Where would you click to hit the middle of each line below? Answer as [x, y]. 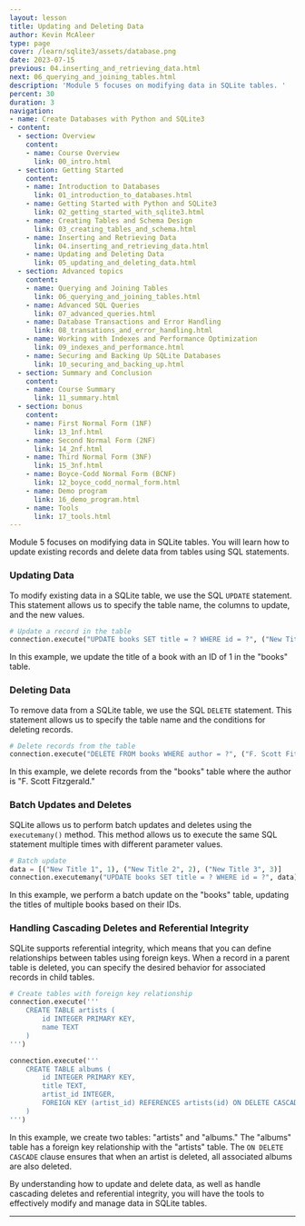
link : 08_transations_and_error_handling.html [123, 331]
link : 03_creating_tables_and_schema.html [115, 229]
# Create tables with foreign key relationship [101, 993]
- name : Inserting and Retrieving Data [101, 237]
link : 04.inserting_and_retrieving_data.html [121, 246]
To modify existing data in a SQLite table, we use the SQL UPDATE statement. [151, 595]
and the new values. [47, 614]
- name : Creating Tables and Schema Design [109, 220]
